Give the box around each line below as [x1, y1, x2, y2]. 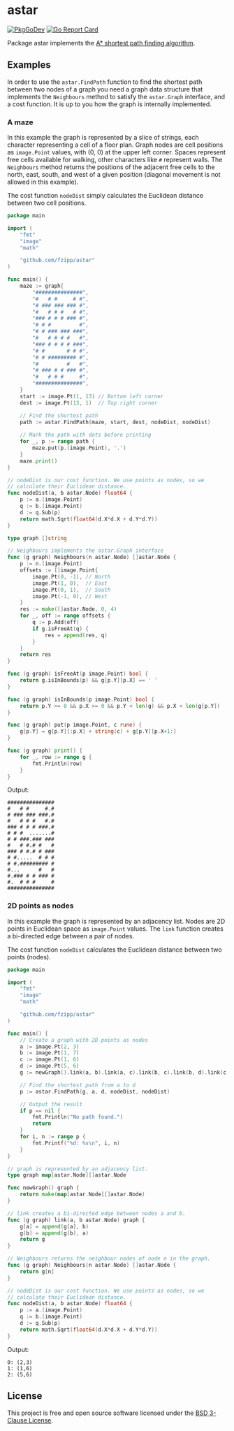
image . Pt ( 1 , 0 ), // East [32, 579, 108, 587]
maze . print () [20, 457, 58, 465]
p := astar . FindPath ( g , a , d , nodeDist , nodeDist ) [20, 1088, 170, 1095]
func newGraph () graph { [7, 1184, 80, 1191]
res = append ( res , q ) [44, 632, 108, 639]
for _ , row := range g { [20, 753, 92, 760]
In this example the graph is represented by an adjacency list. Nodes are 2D [7, 917, 226, 925]
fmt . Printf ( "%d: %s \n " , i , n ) [32, 1140, 120, 1147]
